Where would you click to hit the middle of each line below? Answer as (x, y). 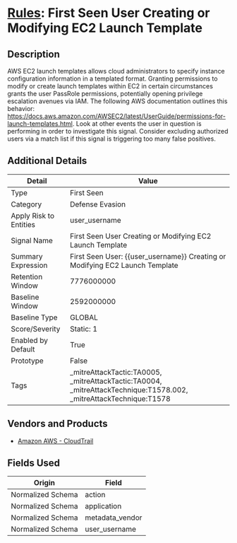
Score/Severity (36, 329)
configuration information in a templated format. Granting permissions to (113, 78)
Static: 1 (83, 329)
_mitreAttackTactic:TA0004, (116, 381)
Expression (29, 265)
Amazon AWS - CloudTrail (55, 440)
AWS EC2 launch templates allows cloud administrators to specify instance (116, 71)
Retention (27, 276)
